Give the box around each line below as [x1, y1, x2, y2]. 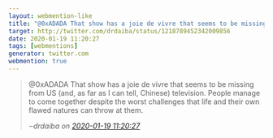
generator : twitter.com [8, 50, 89, 58]
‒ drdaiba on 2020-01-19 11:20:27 [28, 121, 141, 131]
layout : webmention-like [8, 11, 93, 20]
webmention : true [8, 58, 67, 66]
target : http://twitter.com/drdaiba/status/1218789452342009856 [8, 27, 231, 35]
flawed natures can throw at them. [28, 105, 144, 114]
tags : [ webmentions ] [8, 42, 79, 50]
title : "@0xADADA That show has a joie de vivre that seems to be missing [8, 19, 267, 28]
